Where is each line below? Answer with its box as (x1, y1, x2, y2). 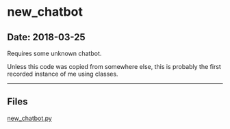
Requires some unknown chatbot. (7, 49, 102, 57)
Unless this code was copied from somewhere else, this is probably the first (7, 63, 221, 70)
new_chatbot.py (7, 114, 53, 122)
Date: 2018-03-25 (7, 31, 86, 43)
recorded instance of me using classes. (7, 70, 118, 78)
